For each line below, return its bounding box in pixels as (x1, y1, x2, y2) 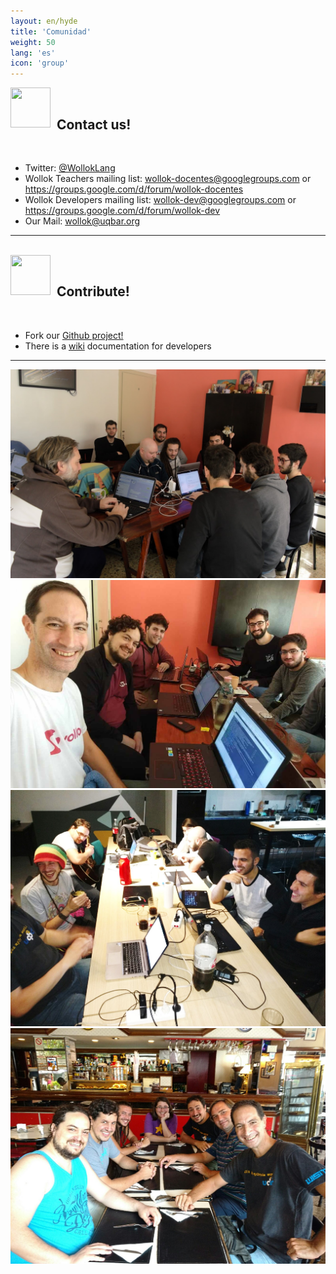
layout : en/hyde (10, 16, 78, 26)
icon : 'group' (10, 58, 70, 69)
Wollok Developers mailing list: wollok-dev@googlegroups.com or (24, 193, 297, 205)
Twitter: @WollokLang (24, 161, 116, 174)
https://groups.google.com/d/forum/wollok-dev (24, 204, 221, 216)
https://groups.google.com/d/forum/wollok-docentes (24, 183, 244, 195)
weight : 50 (10, 37, 56, 47)
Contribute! (56, 283, 130, 300)
